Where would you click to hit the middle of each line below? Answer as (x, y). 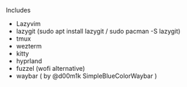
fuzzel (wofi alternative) (50, 68)
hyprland (29, 61)
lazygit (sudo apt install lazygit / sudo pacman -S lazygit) (98, 31)
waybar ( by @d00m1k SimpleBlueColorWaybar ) (86, 76)
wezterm (29, 46)
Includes (18, 10)
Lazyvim (28, 24)
